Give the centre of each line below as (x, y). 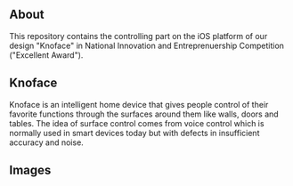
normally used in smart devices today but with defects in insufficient (134, 133)
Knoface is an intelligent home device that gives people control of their (139, 104)
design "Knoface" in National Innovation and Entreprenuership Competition (147, 45)
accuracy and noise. (47, 142)
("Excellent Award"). (46, 55)
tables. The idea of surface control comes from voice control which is (137, 123)
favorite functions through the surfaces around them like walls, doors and (144, 114)
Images (30, 170)
